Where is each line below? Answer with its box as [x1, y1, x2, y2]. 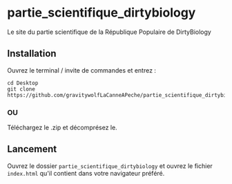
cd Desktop [7, 80, 39, 86]
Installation [7, 48, 57, 59]
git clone [7, 85, 36, 93]
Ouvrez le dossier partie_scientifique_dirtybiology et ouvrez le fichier [7, 161, 213, 170]
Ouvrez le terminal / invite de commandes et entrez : [7, 66, 157, 74]
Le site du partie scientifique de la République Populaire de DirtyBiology [7, 28, 212, 36]
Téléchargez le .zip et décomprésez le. [7, 123, 117, 132]
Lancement [7, 143, 57, 155]
